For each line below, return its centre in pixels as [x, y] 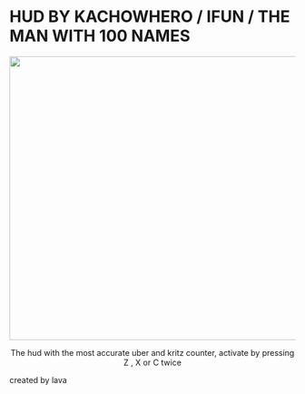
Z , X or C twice [152, 362]
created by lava [39, 379]
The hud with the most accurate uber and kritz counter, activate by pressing [152, 352]
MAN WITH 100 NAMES [100, 36]
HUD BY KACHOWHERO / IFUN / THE [150, 17]
